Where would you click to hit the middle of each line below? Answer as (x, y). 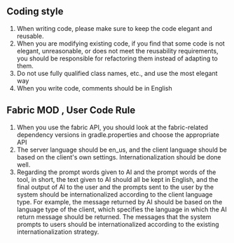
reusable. (30, 36)
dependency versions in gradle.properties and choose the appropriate (118, 134)
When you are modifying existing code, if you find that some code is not (121, 43)
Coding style (35, 12)
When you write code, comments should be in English (94, 88)
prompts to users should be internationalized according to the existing (118, 224)
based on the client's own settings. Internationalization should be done (119, 157)
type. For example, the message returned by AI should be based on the (119, 202)
